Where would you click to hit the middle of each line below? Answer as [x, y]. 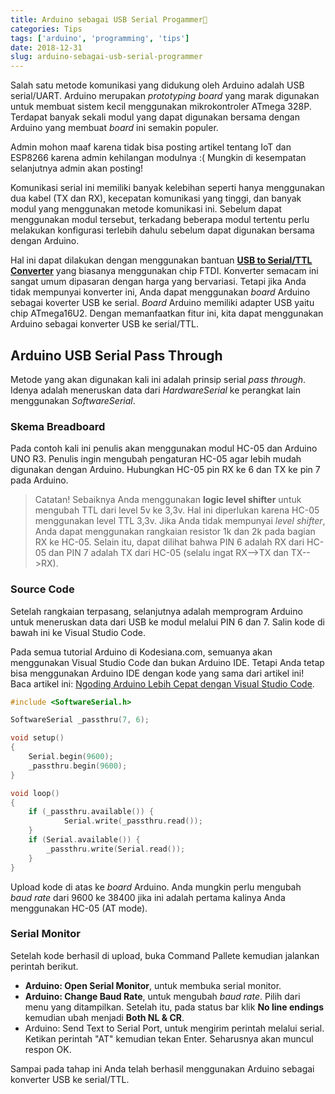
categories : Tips [46, 29]
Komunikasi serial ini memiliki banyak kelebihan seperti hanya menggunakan [168, 188]
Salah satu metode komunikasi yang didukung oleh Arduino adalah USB [157, 85]
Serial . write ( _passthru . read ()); [133, 821]
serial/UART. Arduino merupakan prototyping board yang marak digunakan [165, 96]
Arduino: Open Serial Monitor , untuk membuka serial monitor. [153, 985]
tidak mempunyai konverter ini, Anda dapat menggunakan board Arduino [160, 292]
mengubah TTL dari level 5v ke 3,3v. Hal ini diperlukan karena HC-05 [177, 510]
